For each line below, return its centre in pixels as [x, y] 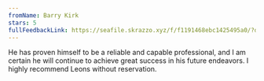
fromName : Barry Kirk [44, 15]
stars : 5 [22, 23]
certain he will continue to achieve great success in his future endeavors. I [128, 61]
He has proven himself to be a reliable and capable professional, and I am [127, 53]
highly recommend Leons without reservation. [82, 69]
